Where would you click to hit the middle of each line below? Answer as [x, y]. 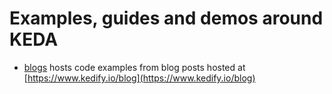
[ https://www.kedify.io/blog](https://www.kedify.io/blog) [139, 78]
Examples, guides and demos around [166, 18]
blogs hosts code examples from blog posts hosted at [134, 67]
